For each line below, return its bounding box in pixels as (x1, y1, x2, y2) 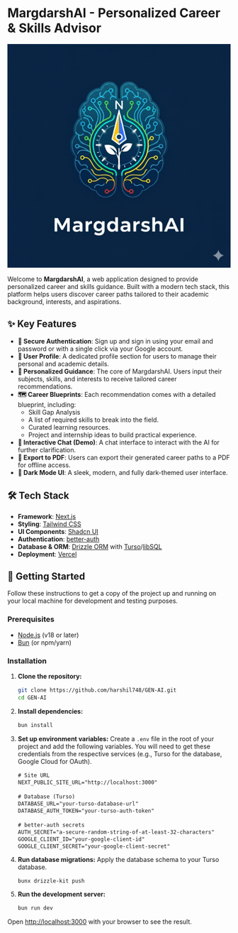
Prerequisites (7, 614, 55, 624)
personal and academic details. (17, 359, 110, 368)
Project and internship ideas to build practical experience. (28, 430, 197, 439)
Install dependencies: (17, 706, 84, 715)
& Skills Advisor (7, 20, 101, 36)
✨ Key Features (7, 318, 76, 330)
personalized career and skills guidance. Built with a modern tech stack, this (7, 282, 230, 290)
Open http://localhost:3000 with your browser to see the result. (7, 917, 193, 926)
